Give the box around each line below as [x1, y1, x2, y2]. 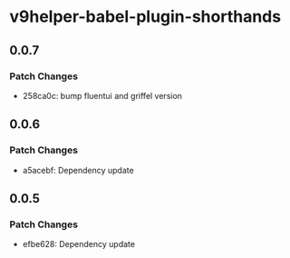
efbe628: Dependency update [22, 239, 136, 250]
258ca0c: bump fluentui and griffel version [22, 90, 183, 101]
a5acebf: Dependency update [22, 164, 134, 175]
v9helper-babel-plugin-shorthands [9, 6, 282, 27]
